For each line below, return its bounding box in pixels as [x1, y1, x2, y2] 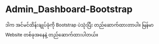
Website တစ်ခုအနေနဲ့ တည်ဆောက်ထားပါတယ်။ [5, 31, 98, 37]
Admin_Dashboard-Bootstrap [5, 4, 132, 15]
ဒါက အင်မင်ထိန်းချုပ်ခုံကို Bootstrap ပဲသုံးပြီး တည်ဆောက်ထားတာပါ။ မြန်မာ [5, 22, 154, 28]
